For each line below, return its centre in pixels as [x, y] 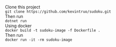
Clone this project [23, 7]
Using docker [18, 26]
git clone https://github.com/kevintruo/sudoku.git [58, 12]
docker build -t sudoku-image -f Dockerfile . [53, 31]
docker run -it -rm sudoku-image [39, 40]
